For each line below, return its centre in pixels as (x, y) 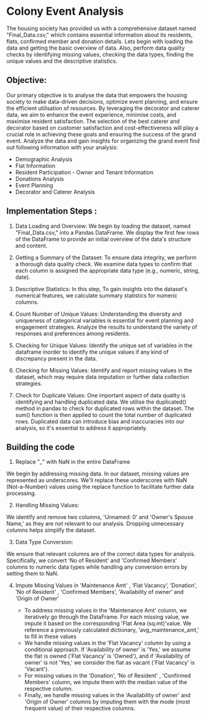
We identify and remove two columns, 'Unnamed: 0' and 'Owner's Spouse (100, 517)
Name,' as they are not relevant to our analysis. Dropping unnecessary (95, 524)
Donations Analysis (40, 179)
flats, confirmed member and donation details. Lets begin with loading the (100, 41)
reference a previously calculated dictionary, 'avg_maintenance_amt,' (112, 630)
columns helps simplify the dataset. (51, 530)
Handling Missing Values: (47, 505)
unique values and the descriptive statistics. (62, 61)
